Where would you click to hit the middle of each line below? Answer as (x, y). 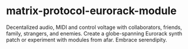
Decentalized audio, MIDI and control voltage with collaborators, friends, (94, 27)
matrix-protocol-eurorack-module (91, 11)
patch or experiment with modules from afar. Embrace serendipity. (87, 40)
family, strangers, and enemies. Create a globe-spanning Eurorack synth (94, 33)
